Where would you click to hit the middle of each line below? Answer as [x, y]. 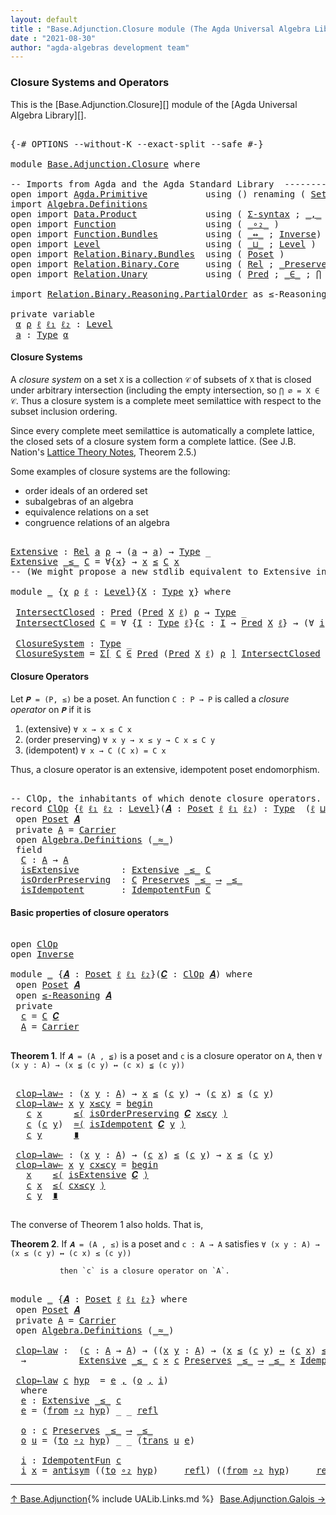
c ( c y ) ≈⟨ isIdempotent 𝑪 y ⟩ [106, 1124]
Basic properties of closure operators [90, 912]
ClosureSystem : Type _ [73, 643]
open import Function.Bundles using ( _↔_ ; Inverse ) [166, 234]
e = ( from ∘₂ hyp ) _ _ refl [89, 1410]
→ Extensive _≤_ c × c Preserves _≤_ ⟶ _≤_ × [158, 1360]
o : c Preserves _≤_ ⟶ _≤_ [86, 1430]
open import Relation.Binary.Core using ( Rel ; [142, 264]
